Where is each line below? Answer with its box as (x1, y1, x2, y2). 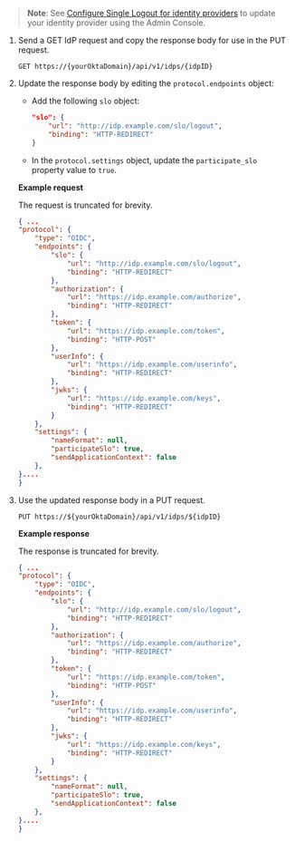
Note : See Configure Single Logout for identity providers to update (26, 8, 276, 18)
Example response (17, 527, 90, 538)
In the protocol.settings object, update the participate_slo (31, 154, 258, 166)
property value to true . (31, 164, 118, 175)
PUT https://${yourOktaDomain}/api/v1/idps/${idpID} (17, 512, 222, 521)
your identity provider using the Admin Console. (26, 17, 206, 28)
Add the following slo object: (31, 95, 140, 106)
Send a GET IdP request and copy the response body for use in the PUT (17, 35, 287, 45)
